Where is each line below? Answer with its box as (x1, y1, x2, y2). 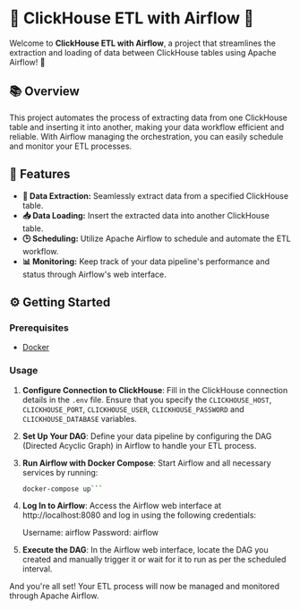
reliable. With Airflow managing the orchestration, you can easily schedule (9, 131, 284, 142)
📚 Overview (9, 84, 81, 99)
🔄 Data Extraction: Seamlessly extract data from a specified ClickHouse (21, 190, 289, 201)
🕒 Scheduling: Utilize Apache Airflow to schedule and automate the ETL (21, 233, 291, 244)
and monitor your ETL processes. (9, 141, 133, 151)
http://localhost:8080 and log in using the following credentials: (21, 510, 257, 520)
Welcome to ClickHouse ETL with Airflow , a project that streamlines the (9, 38, 276, 48)
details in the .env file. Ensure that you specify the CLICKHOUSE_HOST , (21, 394, 272, 405)
